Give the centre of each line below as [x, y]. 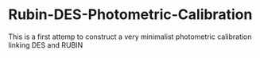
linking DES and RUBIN [46, 44]
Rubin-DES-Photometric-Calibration [130, 15]
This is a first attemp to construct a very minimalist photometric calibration [130, 37]
